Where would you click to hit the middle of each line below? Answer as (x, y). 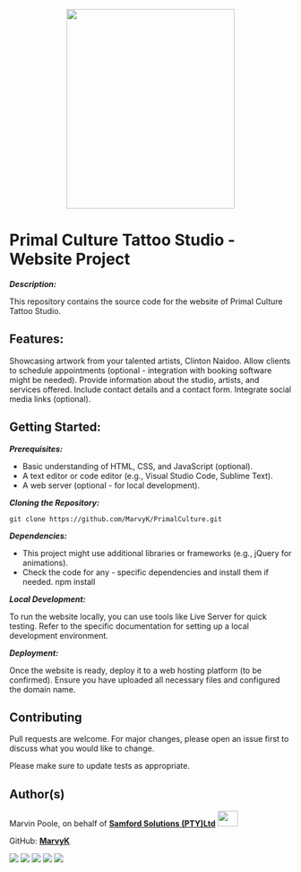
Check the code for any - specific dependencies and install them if (145, 572)
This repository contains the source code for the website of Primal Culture (146, 301)
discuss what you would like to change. (82, 748)
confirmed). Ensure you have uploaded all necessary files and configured (145, 680)
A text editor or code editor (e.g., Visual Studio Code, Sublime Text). (147, 475)
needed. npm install (59, 581)
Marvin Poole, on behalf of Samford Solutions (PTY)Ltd (112, 824)
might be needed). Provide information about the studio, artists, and (134, 379)
